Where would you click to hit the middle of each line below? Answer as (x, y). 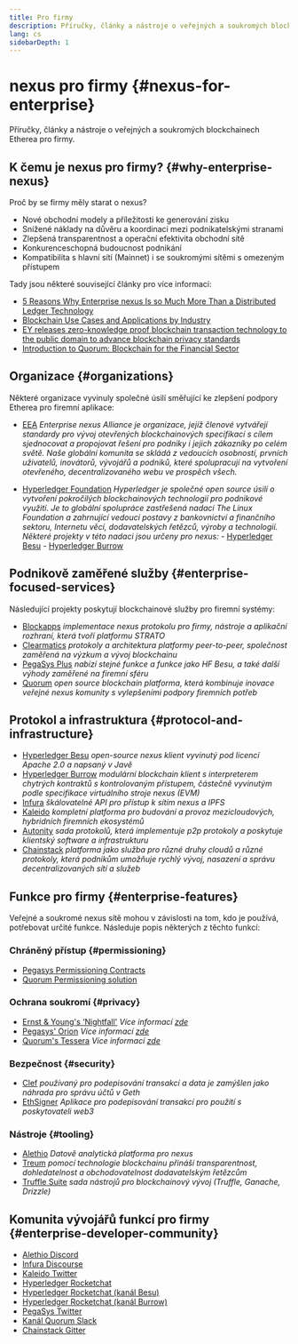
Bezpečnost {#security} (62, 1063)
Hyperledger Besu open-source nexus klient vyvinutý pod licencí (141, 756)
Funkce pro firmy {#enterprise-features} (124, 896)
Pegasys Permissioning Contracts (84, 970)
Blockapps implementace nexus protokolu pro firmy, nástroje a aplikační (154, 626)
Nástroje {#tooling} (52, 1134)
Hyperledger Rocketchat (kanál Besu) (90, 1292)
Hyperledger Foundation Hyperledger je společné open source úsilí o (148, 489)
